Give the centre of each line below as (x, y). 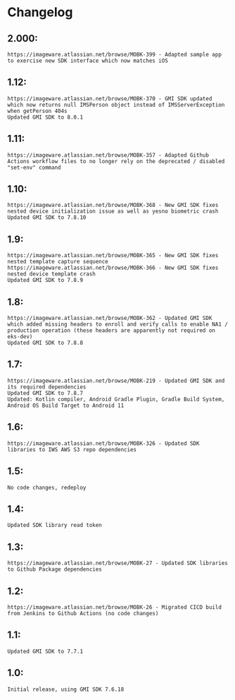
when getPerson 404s (38, 111)
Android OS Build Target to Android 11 (66, 405)
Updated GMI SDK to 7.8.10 (47, 218)
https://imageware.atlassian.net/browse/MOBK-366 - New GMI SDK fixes (113, 268)
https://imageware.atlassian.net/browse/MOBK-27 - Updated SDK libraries (118, 563)
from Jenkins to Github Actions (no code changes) (83, 613)
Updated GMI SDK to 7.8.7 (45, 393)
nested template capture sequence (58, 262)
